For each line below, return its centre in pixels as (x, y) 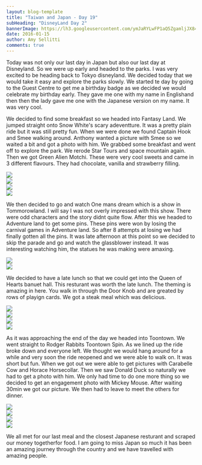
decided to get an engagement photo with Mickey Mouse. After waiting (94, 383)
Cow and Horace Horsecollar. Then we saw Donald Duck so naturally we (96, 369)
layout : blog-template (35, 12)
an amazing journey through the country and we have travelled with (90, 449)
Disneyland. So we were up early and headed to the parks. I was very (92, 68)
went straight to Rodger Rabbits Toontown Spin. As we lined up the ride (95, 344)
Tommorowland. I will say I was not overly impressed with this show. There (99, 210)
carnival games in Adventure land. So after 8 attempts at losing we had (94, 229)
